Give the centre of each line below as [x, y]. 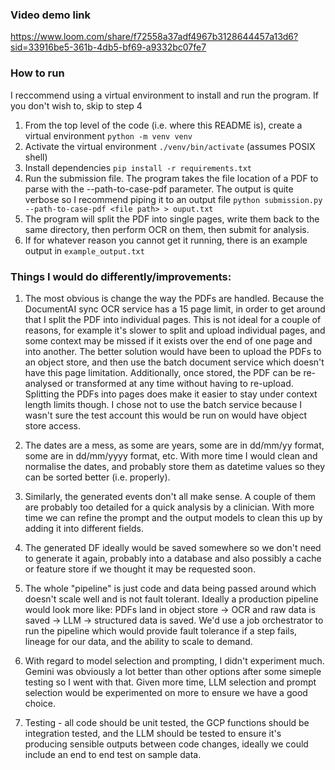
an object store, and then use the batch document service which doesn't [174, 362]
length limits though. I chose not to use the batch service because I [163, 404]
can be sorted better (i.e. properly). [97, 477]
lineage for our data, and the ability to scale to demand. [138, 641]
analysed [43, 383]
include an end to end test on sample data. [113, 754]
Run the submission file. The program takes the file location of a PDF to [171, 178]
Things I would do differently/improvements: [121, 276]
